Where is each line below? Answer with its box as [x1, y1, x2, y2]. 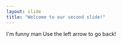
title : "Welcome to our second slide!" [6, 14, 106, 20]
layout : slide [6, 8, 42, 15]
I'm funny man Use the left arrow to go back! [6, 30, 117, 37]
